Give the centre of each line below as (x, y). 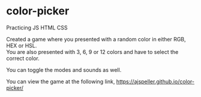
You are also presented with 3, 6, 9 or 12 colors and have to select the (92, 51)
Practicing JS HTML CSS (37, 28)
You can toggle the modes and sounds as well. (64, 69)
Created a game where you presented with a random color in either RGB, (96, 39)
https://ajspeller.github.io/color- (155, 81)
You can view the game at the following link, (61, 81)
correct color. (23, 58)
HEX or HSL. (22, 46)
